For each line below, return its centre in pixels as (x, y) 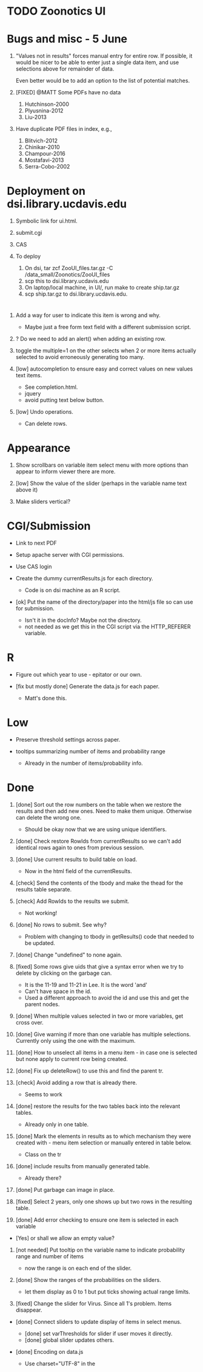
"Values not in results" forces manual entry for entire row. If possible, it (104, 56)
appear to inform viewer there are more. (65, 472)
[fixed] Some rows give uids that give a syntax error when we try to (100, 966)
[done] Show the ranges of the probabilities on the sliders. (88, 1280)
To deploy (28, 256)
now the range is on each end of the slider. (78, 1268)
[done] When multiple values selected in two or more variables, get (99, 1016)
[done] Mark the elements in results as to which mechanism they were (103, 1136)
